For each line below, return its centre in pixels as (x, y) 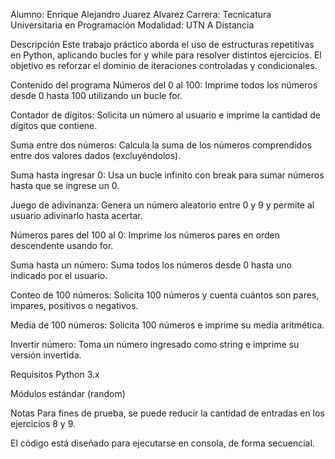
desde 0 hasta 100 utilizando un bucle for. (96, 95)
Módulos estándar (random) (68, 393)
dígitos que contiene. (54, 125)
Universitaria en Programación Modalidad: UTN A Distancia (132, 25)
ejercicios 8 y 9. (43, 423)
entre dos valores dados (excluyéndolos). (96, 155)
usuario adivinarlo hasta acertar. (76, 215)
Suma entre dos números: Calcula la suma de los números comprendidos (161, 145)
